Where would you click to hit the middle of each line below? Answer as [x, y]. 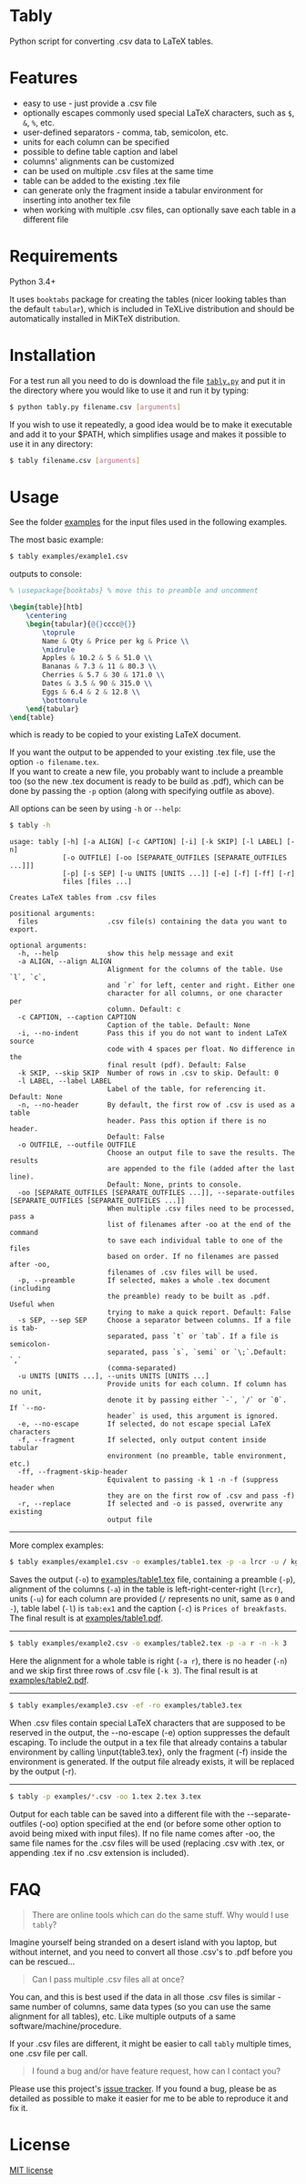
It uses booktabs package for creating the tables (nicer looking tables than [148, 299]
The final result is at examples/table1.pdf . [87, 1618]
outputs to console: [46, 574]
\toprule [59, 633]
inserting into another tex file [76, 200]
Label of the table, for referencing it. [187, 1089]
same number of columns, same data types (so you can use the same [140, 2006]
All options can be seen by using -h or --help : [95, 809]
